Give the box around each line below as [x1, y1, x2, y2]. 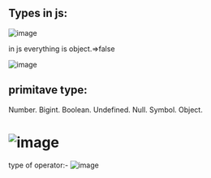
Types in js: [8, 7, 68, 20]
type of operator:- [8, 160, 69, 170]
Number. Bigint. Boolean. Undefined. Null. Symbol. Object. [8, 105, 203, 115]
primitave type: [8, 83, 88, 97]
